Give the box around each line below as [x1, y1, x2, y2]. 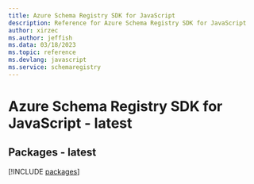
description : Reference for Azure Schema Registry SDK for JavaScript [8, 19, 247, 27]
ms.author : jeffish [8, 33, 73, 42]
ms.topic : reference [8, 48, 77, 56]
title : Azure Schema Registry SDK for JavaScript [8, 11, 176, 20]
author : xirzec [8, 26, 59, 34]
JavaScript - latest [8, 114, 133, 132]
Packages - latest [8, 146, 97, 159]
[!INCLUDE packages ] [8, 167, 80, 176]
